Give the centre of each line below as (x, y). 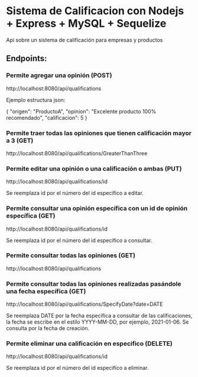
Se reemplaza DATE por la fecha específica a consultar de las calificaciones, (99, 316)
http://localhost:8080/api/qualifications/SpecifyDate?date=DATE (85, 304)
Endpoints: (27, 58)
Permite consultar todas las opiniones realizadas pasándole (94, 284)
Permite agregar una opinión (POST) (59, 75)
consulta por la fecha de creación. (48, 328)
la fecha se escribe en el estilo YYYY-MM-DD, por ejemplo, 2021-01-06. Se (98, 322)
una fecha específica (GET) (46, 291)
